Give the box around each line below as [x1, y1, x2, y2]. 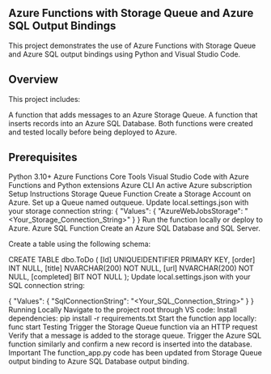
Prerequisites [8, 151, 78, 164]
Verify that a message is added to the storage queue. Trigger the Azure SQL [8, 331, 262, 341]
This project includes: [8, 94, 81, 104]
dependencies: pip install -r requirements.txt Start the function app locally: [8, 313, 257, 323]
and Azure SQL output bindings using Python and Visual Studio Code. [8, 49, 241, 59]
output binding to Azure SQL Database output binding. [8, 356, 189, 367]
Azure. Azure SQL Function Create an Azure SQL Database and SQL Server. [8, 223, 261, 233]
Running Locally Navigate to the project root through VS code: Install [8, 305, 237, 315]
